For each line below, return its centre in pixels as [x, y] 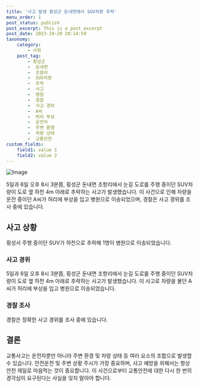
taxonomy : [18, 39]
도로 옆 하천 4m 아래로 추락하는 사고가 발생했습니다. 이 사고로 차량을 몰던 [102, 281]
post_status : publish [33, 23]
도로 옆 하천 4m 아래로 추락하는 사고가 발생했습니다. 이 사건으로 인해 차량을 [104, 192]
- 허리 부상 [41, 117]
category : [29, 45]
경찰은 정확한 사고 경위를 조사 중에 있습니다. [57, 319]
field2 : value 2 [37, 155]
